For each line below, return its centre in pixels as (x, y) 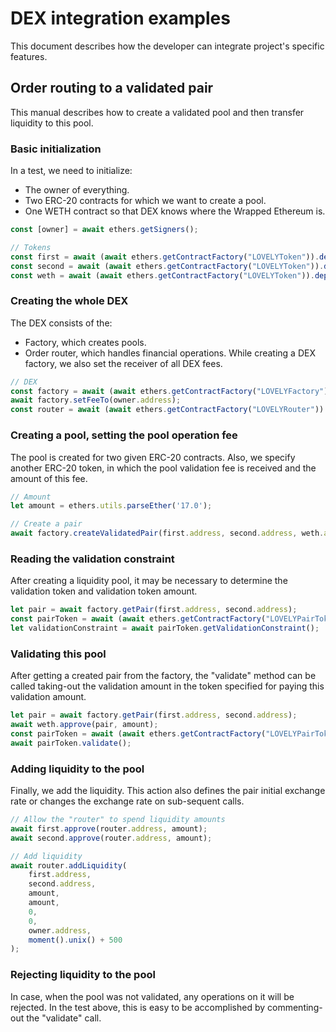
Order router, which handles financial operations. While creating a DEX (170, 353)
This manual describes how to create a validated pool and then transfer (157, 112)
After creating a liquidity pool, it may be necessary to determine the (149, 581)
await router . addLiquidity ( (69, 865)
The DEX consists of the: (61, 323)
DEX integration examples (120, 18)
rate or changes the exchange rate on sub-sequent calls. (127, 801)
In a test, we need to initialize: (71, 171)
